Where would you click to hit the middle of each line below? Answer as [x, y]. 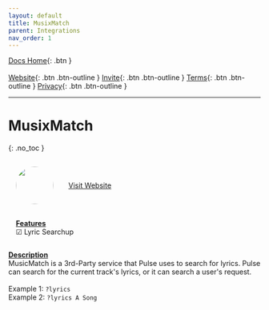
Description [28, 255]
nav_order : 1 [30, 38]
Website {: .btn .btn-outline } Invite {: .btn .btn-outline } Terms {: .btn [118, 77]
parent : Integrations [44, 30]
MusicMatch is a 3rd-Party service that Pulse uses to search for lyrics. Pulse [134, 264]
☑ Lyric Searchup [45, 232]
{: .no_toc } [26, 148]
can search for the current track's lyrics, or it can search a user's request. [130, 272]
